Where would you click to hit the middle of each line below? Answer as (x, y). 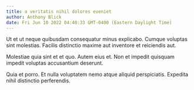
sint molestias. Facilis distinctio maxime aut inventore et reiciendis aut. (91, 45)
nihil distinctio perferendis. (38, 81)
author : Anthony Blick (34, 17)
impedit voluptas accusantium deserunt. (55, 63)
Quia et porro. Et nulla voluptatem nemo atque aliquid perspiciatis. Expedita (97, 75)
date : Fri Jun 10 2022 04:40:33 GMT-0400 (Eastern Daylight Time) (89, 22)
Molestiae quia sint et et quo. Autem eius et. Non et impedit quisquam (91, 57)
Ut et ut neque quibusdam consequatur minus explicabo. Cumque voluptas (97, 39)
